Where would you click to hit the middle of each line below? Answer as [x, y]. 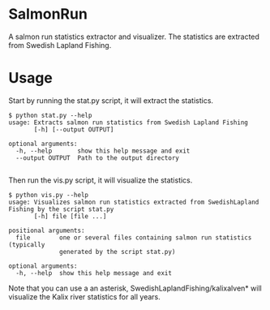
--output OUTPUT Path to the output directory [98, 158]
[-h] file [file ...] [70, 216]
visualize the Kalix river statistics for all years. [84, 296]
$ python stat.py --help [50, 115]
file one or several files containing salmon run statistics [134, 237]
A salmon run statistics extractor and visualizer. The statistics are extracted [134, 37]
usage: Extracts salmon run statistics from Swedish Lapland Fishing [129, 123]
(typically [27, 244]
